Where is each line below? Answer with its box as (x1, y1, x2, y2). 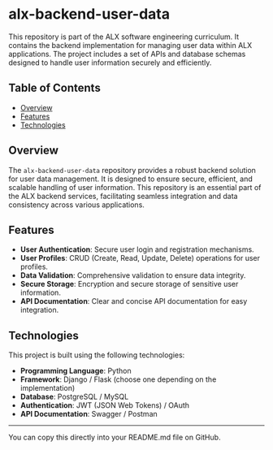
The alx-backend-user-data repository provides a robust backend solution (8, 165, 256, 175)
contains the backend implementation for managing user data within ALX (8, 40, 253, 50)
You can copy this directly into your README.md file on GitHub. (8, 432, 221, 443)
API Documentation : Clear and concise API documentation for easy (19, 296, 248, 306)
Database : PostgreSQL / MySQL (19, 392, 129, 402)
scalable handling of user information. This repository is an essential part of (8, 182, 262, 192)
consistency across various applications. (8, 200, 145, 210)
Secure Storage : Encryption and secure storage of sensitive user (19, 279, 239, 289)
